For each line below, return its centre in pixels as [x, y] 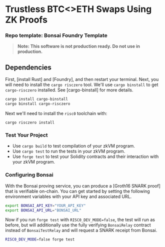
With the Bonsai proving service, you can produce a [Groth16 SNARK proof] [83, 185]
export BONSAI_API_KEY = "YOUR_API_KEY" [45, 205]
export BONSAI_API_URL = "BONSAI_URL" [43, 210]
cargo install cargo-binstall [37, 99]
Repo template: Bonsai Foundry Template [56, 35]
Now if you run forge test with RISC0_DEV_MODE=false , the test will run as [80, 220]
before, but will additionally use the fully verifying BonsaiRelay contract [78, 225]
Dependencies [28, 67]
